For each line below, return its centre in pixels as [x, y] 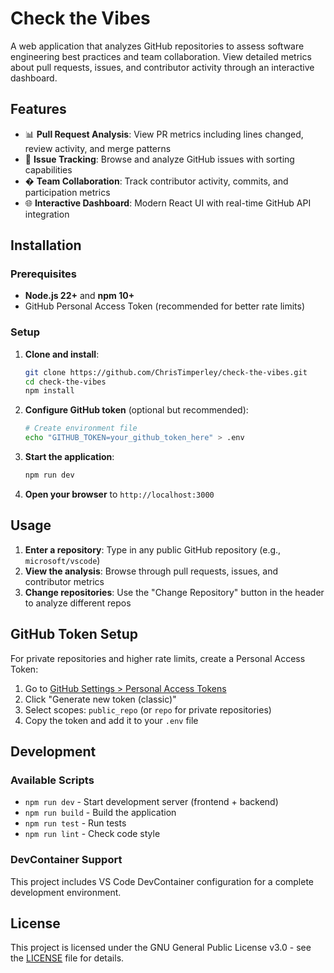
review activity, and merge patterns [98, 148]
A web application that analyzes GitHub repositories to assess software [157, 46]
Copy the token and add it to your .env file [111, 720]
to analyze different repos [78, 603]
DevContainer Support [66, 860]
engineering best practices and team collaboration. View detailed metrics [161, 56]
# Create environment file [81, 428]
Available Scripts [52, 780]
